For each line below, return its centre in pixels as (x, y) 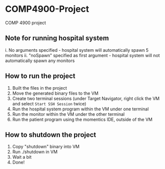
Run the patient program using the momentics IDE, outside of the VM (82, 119)
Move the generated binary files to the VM (55, 93)
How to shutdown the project (51, 135)
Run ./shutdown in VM (35, 152)
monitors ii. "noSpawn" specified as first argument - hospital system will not (82, 55)
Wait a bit (22, 157)
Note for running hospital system (57, 38)
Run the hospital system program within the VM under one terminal (81, 109)
